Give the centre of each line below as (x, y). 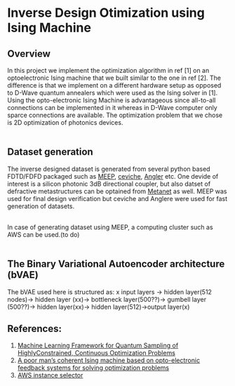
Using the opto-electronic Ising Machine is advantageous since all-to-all (112, 100)
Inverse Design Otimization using (106, 13)
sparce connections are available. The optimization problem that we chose (115, 115)
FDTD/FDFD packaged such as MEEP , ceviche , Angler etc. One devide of (113, 176)
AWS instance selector (50, 375)
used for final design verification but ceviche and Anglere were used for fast (117, 198)
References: (34, 329)
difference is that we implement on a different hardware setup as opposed (114, 85)
